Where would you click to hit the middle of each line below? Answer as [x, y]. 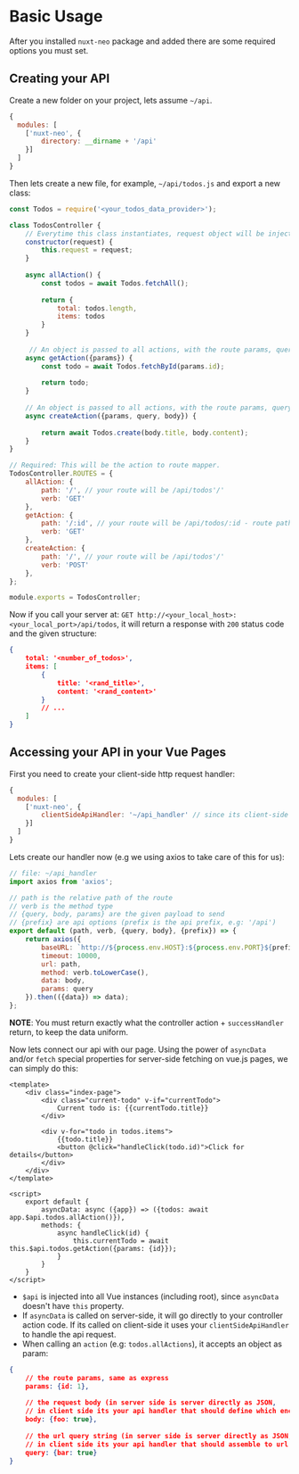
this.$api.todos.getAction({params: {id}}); [93, 1248]
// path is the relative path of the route [91, 898]
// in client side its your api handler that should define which [151, 1412]
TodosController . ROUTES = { [61, 474]
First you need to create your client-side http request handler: [122, 774]
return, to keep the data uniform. [69, 1031]
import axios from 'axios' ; [61, 882]
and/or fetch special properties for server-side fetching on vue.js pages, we [149, 1058]
